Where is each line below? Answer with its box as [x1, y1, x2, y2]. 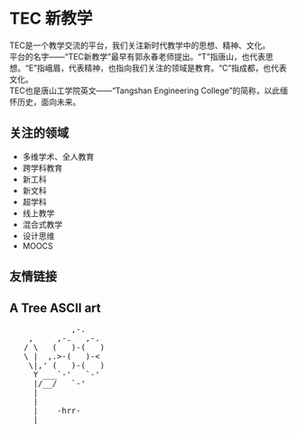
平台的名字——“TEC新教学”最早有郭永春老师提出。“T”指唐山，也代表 [9, 51, 266, 61]
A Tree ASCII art [9, 300, 101, 316]
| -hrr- [32, 405, 81, 416]
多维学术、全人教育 [22, 151, 95, 162]
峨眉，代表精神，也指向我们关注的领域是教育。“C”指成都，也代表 [44, 62, 287, 73]
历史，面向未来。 [16, 96, 81, 107]
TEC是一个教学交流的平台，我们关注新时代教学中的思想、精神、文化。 [9, 40, 271, 51]
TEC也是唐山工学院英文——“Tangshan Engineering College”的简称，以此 [9, 85, 281, 96]
